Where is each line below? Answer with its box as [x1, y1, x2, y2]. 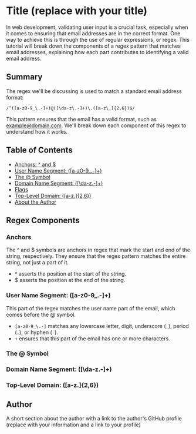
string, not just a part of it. [6, 259, 69, 266]
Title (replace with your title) [6, 4, 148, 18]
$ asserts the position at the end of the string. [14, 277, 126, 284]
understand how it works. [6, 128, 68, 135]
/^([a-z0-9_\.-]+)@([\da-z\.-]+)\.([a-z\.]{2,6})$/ [6, 105, 135, 111]
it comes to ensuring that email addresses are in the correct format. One [6, 29, 181, 37]
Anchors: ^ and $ [14, 161, 56, 168]
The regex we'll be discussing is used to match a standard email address [6, 87, 182, 95]
